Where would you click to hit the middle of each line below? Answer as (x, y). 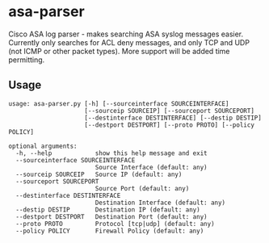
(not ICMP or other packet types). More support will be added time (119, 51)
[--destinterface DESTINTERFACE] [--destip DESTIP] (173, 118)
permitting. (27, 60)
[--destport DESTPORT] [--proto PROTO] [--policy (169, 125)
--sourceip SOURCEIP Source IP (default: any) (99, 174)
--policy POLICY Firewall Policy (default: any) (110, 231)
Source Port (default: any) (142, 188)
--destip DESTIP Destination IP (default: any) (108, 209)
